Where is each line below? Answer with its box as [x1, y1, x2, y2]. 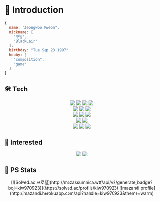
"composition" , [13, 57, 45, 62]
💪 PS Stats [4, 166, 37, 174]
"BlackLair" [13, 39, 38, 44]
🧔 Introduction [4, 4, 64, 16]
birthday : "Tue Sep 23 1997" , [9, 48, 70, 53]
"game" [13, 61, 27, 67]
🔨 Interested [4, 138, 43, 146]
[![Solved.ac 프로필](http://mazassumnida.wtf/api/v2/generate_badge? [11, 179, 153, 185]
